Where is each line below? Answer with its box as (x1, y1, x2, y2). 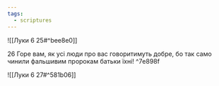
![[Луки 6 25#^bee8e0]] (7, 36, 78, 44)
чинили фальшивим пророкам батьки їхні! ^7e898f (7, 57, 160, 65)
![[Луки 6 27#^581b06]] (7, 71, 76, 79)
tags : (7, 10, 23, 17)
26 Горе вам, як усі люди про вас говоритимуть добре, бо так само (7, 50, 212, 58)
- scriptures (13, 17, 52, 24)
